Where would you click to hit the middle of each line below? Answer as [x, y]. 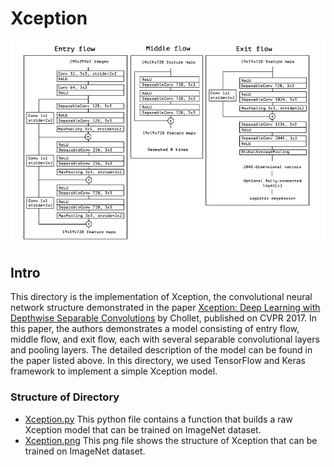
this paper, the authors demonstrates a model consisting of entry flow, [155, 329]
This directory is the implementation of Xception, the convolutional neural [161, 297]
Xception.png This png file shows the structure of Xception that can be [171, 440]
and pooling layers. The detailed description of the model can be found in [161, 350]
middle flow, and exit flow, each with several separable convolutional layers [165, 339]
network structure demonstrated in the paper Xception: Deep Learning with [165, 308]
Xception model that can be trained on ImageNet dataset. [143, 429]
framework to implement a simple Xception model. [114, 371]
